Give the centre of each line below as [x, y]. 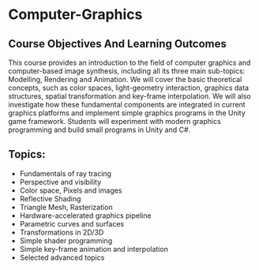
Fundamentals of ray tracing [66, 173]
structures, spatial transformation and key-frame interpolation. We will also [129, 96]
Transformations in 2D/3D [62, 232]
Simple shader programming [66, 240]
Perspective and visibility [60, 182]
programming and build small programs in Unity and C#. [99, 129]
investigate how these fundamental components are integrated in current [127, 105]
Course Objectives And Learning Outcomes [118, 44]
